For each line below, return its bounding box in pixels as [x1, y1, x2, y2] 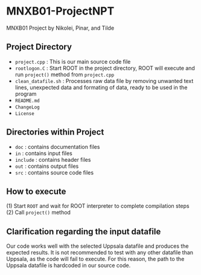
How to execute [6, 186, 66, 196]
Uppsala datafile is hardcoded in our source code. [6, 262, 131, 269]
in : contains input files [14, 150, 72, 157]
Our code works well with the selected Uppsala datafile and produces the [6, 242, 189, 250]
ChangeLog [14, 104, 40, 110]
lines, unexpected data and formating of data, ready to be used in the [14, 84, 188, 91]
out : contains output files [14, 162, 79, 170]
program [14, 90, 37, 98]
